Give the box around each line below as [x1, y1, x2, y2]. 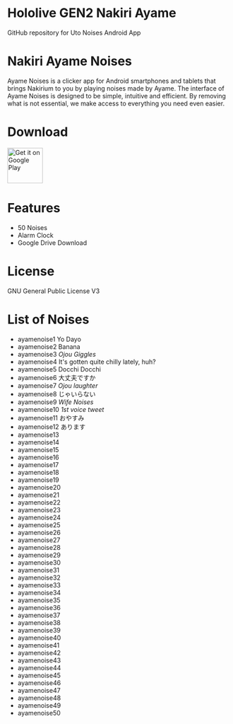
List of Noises [7, 311, 90, 327]
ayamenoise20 [17, 483, 61, 491]
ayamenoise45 [17, 671, 61, 679]
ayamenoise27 [17, 536, 61, 544]
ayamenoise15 [17, 445, 59, 454]
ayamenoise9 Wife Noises [17, 398, 94, 406]
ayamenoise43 [17, 656, 61, 665]
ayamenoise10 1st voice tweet [17, 405, 104, 413]
